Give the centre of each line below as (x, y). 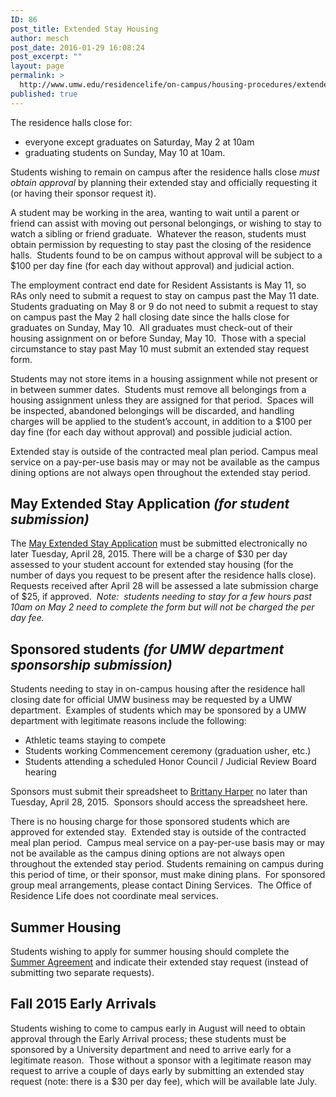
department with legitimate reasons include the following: (128, 721)
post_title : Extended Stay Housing (84, 29)
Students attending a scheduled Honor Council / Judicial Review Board (170, 762)
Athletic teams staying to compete (95, 740)
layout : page (37, 66)
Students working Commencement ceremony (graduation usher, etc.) (168, 751)
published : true (44, 94)
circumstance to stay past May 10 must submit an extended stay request (160, 348)
